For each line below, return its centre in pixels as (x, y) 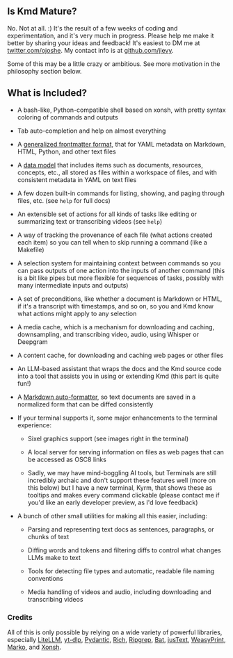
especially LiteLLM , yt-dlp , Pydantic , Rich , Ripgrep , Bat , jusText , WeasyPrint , (116, 639)
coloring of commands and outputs (67, 117)
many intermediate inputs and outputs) (73, 285)
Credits (20, 617)
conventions (46, 578)
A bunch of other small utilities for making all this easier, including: (112, 516)
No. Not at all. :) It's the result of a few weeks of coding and (93, 28)
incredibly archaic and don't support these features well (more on (121, 480)
